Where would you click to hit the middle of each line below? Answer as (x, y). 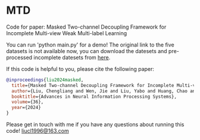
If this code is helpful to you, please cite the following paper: (80, 69)
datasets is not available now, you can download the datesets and (87, 51)
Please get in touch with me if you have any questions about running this (95, 125)
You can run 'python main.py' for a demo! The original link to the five (90, 45)
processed (19, 57)
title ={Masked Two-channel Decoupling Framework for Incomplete (93, 85)
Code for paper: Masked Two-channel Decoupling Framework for (86, 27)
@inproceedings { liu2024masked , (45, 80)
